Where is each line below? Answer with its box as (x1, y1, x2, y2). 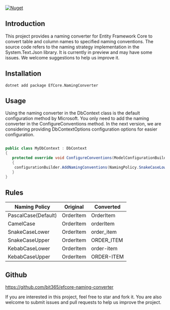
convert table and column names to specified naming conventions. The (5, 38, 153, 44)
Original (64, 203, 84, 210)
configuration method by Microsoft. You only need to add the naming (5, 115, 149, 121)
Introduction (5, 19, 46, 28)
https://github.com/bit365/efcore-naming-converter (5, 284, 114, 290)
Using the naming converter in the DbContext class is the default (5, 110, 140, 116)
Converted (94, 203, 121, 210)
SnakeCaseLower (8, 229, 50, 236)
